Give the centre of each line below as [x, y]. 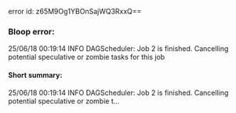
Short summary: [35, 75]
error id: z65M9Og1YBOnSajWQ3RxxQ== [75, 11]
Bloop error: [31, 31]
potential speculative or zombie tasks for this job [87, 57]
